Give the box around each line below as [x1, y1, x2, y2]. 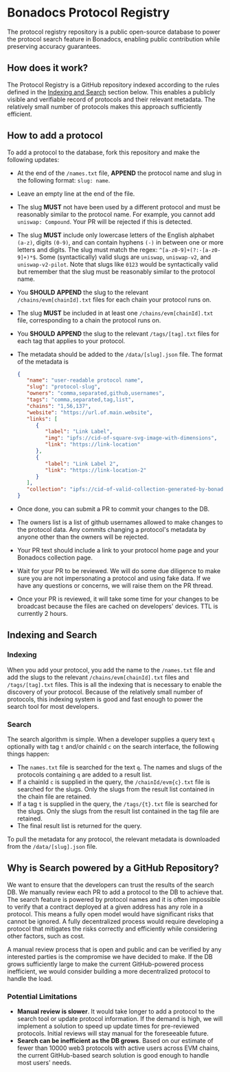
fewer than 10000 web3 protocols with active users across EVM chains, [16, 1044, 220, 1052]
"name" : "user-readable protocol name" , [26, 377, 144, 384]
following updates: [7, 155, 60, 163]
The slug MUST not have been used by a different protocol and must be [16, 203, 221, 211]
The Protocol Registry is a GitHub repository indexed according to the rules [7, 81, 220, 89]
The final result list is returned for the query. [16, 822, 142, 830]
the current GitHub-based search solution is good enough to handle [16, 1051, 209, 1060]
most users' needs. [16, 1059, 72, 1067]
